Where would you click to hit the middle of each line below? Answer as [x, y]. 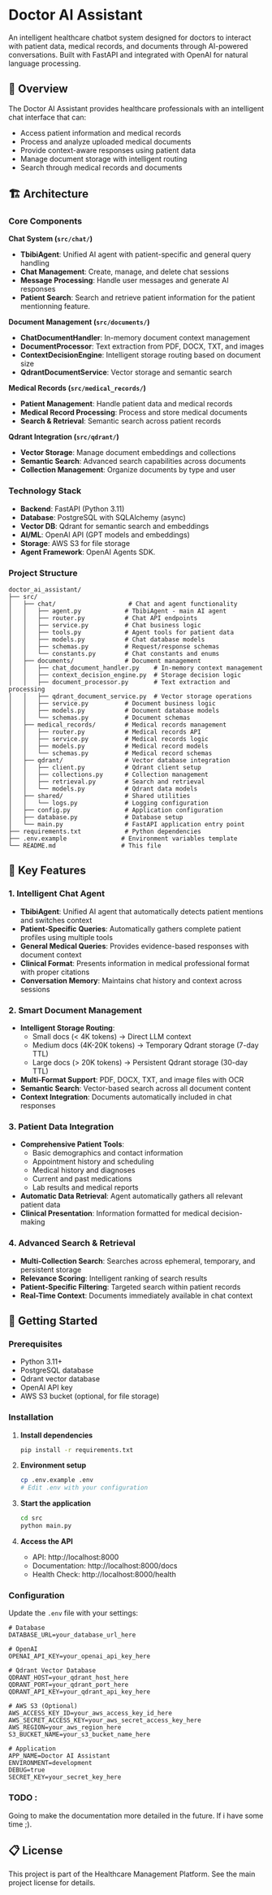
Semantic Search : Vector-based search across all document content [136, 1088]
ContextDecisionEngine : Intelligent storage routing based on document [140, 355]
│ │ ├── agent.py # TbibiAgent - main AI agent [118, 611]
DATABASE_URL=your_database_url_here [72, 1635]
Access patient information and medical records [100, 132]
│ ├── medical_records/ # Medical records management [118, 725]
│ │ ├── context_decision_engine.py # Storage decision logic [125, 675]
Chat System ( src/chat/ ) [51, 239]
